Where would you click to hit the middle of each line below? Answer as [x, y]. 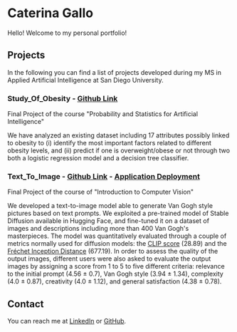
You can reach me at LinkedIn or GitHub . [67, 321]
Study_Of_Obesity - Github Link [63, 98]
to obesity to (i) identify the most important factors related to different [110, 143]
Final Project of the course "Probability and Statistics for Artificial [102, 114]
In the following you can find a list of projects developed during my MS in [115, 72]
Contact [26, 304]
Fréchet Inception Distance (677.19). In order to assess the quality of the [113, 251]
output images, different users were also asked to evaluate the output [109, 259]
